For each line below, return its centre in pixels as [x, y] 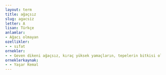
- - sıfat [15, 46]
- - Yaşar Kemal [22, 65]
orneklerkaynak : [22, 60]
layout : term [19, 10]
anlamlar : [15, 33]
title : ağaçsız [21, 14]
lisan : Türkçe [20, 28]
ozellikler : [17, 42]
